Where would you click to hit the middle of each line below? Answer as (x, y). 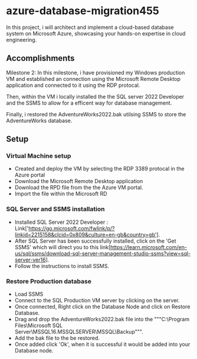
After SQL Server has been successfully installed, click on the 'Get (95, 241)
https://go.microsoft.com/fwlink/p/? (72, 228)
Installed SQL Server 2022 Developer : (61, 222)
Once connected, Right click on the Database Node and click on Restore (102, 307)
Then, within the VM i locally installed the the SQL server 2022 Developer (95, 96)
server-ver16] (31, 260)
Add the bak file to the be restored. (57, 338)
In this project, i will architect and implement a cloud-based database (90, 27)
